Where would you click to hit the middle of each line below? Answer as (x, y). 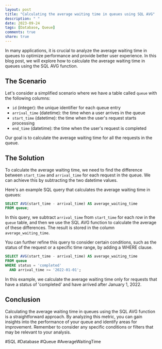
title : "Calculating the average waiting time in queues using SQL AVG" (80, 14)
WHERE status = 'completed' (33, 265)
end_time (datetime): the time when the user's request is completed (79, 128)
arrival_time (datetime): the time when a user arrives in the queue (79, 113)
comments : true (20, 32)
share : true (17, 37)
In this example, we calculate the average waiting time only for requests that (81, 279)
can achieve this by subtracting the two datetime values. (61, 180)
